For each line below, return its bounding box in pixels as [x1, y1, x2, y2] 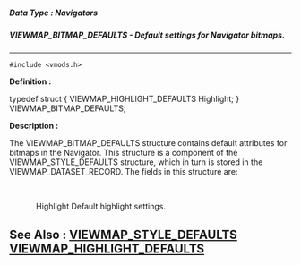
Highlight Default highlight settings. [35, 201, 166, 212]
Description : [9, 121, 59, 132]
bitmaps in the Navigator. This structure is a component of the [9, 148, 238, 158]
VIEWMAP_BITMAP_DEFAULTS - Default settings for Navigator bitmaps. [9, 30, 285, 40]
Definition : [9, 76, 52, 87]
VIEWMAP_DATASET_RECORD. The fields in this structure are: [9, 167, 238, 177]
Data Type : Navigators [9, 7, 99, 18]
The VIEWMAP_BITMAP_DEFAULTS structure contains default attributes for [9, 138, 288, 149]
